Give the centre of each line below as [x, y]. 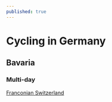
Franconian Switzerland [35, 93]
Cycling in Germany [56, 41]
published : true [26, 12]
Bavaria [21, 63]
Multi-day [21, 79]
